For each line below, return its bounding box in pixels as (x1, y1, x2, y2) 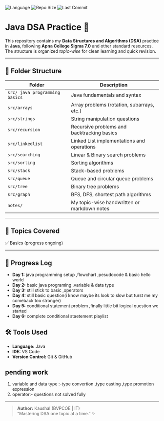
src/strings (7, 116, 36, 122)
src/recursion (7, 127, 41, 132)
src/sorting (7, 160, 36, 166)
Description (100, 81, 128, 88)
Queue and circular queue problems (71, 175, 154, 182)
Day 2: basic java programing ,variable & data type (12, 282, 114, 288)
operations (71, 143, 96, 150)
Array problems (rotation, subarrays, (71, 101, 155, 108)
